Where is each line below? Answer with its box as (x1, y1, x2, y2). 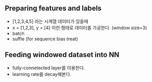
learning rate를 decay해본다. (12, 71, 71, 77)
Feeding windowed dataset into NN (5, 50, 120, 59)
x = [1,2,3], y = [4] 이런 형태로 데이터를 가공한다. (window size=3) (12, 24, 147, 31)
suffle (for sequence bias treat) (12, 36, 78, 42)
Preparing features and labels (5, 4, 102, 13)
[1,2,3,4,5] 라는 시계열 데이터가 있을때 (12, 18, 88, 24)
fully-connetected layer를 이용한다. (12, 65, 85, 71)
